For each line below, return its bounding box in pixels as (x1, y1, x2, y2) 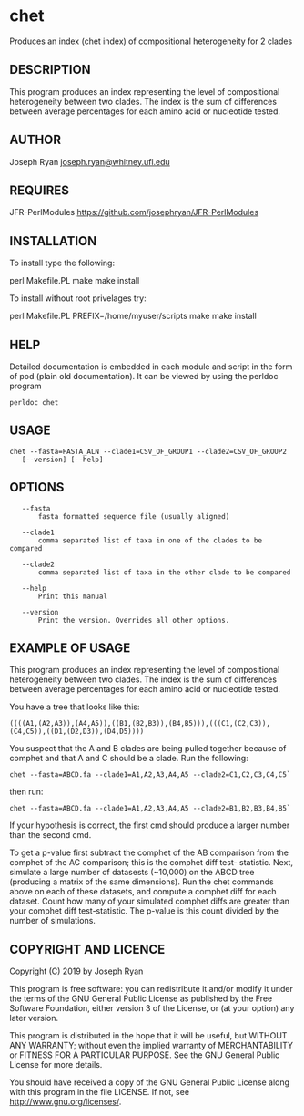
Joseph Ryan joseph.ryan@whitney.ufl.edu (9, 156, 170, 167)
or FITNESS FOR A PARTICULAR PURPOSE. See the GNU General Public (9, 1049, 280, 1060)
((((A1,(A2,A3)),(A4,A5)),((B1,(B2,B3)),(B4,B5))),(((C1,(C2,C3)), (9, 719, 271, 728)
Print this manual (37, 592, 107, 601)
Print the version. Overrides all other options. (37, 615, 230, 625)
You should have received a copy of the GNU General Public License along (9, 1077, 289, 1088)
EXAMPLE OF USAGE (9, 640, 131, 656)
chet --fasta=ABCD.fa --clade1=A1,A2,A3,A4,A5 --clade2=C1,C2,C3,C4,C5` (9, 770, 291, 780)
